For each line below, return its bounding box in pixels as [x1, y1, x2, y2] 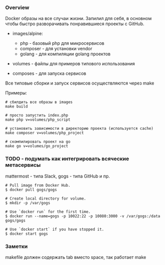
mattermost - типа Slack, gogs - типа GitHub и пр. [5, 173, 110, 179]
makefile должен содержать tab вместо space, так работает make [5, 254, 146, 260]
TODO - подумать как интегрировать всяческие [5, 155, 129, 162]
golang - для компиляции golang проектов [20, 51, 111, 57]
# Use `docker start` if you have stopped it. [5, 227, 104, 232]
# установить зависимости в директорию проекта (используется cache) [5, 126, 154, 131]
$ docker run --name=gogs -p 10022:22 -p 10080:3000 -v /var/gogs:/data [5, 213, 160, 219]
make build [5, 104, 28, 109]
